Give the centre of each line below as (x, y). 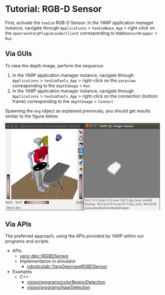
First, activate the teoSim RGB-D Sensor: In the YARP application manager (79, 23)
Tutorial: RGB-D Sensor (54, 9)
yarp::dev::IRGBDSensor (44, 256)
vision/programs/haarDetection (58, 287)
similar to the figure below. (32, 116)
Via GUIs (19, 54)
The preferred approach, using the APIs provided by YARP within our (75, 236)
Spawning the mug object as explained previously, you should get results (78, 111)
